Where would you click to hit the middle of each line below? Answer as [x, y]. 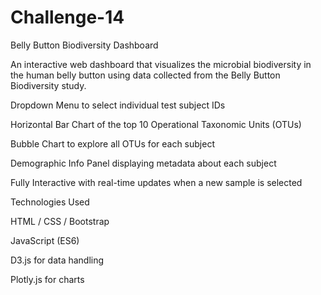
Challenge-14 [67, 17]
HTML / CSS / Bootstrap [60, 221]
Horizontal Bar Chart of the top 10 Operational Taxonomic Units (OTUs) [156, 124]
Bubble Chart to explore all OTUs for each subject [112, 143]
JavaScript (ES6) [45, 240]
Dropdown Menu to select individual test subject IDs [118, 105]
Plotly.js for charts [47, 279]
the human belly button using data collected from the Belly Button [145, 75]
